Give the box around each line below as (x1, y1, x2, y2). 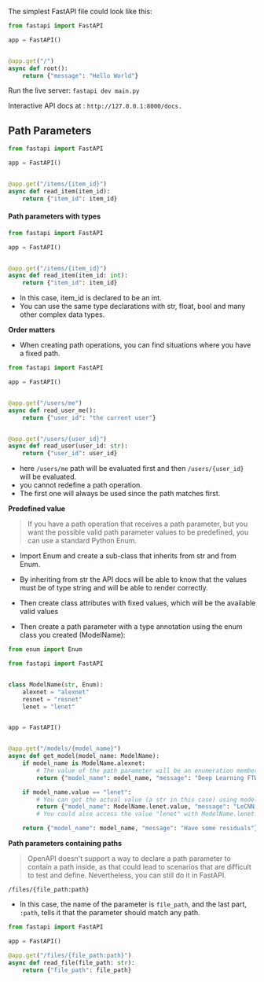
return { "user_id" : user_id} (22, 450, 118, 458)
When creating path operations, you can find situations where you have (19, 340, 251, 350)
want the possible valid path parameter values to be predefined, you (27, 528, 249, 537)
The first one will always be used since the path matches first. (19, 489, 221, 498)
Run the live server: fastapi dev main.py (8, 86, 140, 95)
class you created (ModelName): (19, 631, 126, 640)
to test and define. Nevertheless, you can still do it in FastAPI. (27, 870, 226, 880)
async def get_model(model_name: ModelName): (8, 752, 159, 760)
